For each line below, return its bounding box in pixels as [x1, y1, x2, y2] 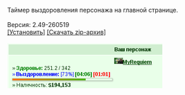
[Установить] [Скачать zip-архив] [7, 28, 106, 36]
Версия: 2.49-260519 [7, 21, 69, 28]
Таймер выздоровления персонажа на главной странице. [7, 6, 179, 14]
